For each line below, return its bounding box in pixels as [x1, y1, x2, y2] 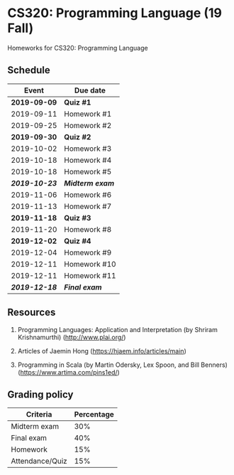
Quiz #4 [63, 236, 91, 246]
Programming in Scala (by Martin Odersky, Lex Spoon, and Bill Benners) [17, 361, 228, 369]
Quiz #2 [63, 132, 91, 142]
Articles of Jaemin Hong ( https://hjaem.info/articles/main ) [17, 346, 186, 355]
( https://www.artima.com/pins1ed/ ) [17, 368, 121, 376]
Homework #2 [63, 120, 112, 130]
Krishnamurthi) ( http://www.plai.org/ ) [17, 333, 126, 341]
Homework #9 [63, 247, 112, 257]
